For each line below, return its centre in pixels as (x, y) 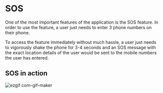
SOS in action (27, 74)
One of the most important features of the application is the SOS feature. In (82, 22)
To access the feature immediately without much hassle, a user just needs (81, 42)
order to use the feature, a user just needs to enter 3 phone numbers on (79, 27)
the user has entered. (27, 58)
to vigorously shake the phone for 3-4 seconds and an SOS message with (81, 47)
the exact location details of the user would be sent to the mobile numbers (81, 53)
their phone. (18, 32)
